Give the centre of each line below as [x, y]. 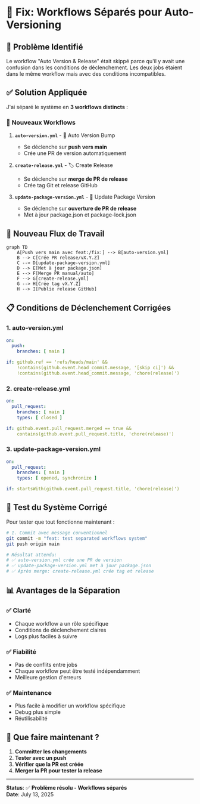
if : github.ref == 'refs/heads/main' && [57, 362]
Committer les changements [51, 752]
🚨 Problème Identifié [45, 47]
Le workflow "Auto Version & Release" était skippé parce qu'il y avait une [96, 61]
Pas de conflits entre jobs [46, 665]
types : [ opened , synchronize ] [57, 478]
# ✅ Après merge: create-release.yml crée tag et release [80, 571]
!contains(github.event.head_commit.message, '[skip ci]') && [96, 368]
